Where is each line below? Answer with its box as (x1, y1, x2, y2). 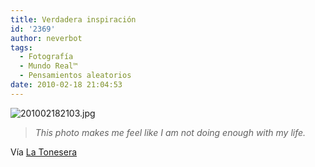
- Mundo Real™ (19, 61, 78, 71)
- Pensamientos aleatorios (19, 71, 132, 81)
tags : (10, 42, 33, 53)
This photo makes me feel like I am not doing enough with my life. (34, 126, 307, 138)
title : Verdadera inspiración (10, 14, 137, 25)
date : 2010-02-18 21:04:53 (10, 80, 123, 90)
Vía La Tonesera (10, 146, 78, 158)
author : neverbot (10, 33, 83, 43)
